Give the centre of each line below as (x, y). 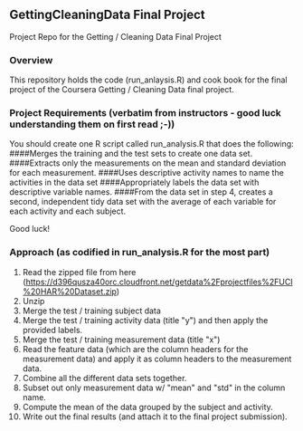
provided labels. (52, 330)
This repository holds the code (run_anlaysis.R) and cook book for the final (148, 80)
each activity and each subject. (68, 211)
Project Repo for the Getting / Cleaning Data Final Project (115, 36)
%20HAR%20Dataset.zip (70, 291)
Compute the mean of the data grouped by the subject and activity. (147, 407)
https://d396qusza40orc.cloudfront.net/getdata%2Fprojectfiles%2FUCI (159, 282)
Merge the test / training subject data (91, 311)
